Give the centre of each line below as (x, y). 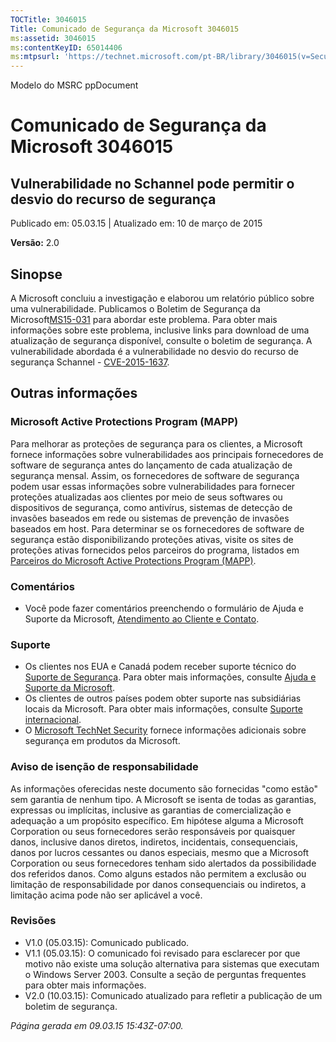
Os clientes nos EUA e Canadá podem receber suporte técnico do (160, 667)
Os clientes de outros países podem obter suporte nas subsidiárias (163, 698)
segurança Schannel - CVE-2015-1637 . (90, 362)
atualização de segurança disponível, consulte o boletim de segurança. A (161, 340)
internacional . (53, 720)
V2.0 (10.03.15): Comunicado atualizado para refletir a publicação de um (173, 995)
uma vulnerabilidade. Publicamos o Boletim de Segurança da (135, 308)
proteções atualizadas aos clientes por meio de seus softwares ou (146, 497)
